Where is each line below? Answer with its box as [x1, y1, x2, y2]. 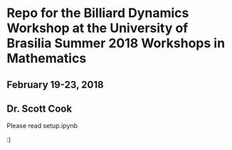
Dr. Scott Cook [6, 102, 73, 114]
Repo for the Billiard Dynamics [6, 5, 189, 21]
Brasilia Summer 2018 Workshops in [6, 36, 226, 51]
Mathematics [6, 50, 87, 67]
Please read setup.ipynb [6, 122, 78, 130]
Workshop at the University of [6, 20, 189, 36]
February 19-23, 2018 [6, 78, 104, 90]
